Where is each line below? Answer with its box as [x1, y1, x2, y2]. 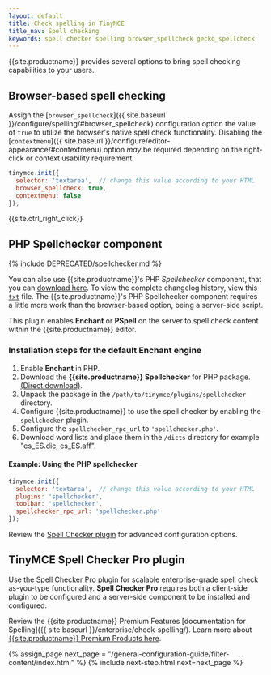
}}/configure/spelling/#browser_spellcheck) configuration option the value [8, 119, 256, 129]
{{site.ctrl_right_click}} [8, 214, 83, 224]
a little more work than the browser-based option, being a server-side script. [8, 301, 264, 310]
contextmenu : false [15, 191, 82, 199]
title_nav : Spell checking [8, 27, 100, 35]
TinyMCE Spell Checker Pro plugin [8, 553, 185, 567]
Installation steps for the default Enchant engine [8, 345, 202, 357]
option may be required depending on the [104, 145, 243, 155]
